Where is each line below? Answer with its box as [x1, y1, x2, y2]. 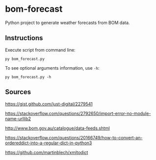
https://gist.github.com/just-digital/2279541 [5, 101, 93, 107]
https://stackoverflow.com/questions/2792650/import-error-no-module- [5, 110, 151, 116]
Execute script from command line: [5, 47, 76, 53]
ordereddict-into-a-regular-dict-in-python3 [5, 140, 92, 146]
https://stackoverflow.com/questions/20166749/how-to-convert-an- [5, 134, 143, 140]
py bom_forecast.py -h [5, 75, 51, 80]
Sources [5, 88, 31, 96]
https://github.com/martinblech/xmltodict [5, 149, 89, 155]
